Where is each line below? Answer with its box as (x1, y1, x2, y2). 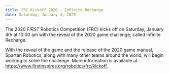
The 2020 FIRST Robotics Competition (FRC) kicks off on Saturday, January (5, 26, 164, 32)
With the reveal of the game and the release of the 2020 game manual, (5, 47, 153, 53)
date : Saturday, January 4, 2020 (5, 12, 76, 17)
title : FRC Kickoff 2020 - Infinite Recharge (5, 7, 103, 13)
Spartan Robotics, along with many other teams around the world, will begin (5, 52, 164, 58)
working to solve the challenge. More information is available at (5, 57, 138, 63)
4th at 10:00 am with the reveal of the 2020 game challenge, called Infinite (5, 31, 161, 38)
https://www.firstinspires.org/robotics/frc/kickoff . (5, 63, 108, 69)
